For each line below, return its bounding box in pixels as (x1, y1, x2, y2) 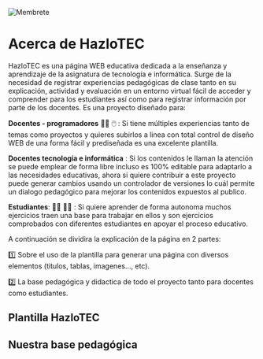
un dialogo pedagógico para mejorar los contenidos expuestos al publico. (8, 187, 246, 196)
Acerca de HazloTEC (8, 35, 145, 53)
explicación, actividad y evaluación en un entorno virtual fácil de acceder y (8, 86, 251, 95)
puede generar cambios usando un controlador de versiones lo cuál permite (8, 178, 255, 188)
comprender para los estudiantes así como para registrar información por (8, 94, 246, 104)
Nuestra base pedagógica (8, 338, 138, 351)
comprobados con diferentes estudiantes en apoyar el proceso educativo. (8, 219, 249, 228)
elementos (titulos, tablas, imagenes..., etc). (8, 261, 150, 271)
